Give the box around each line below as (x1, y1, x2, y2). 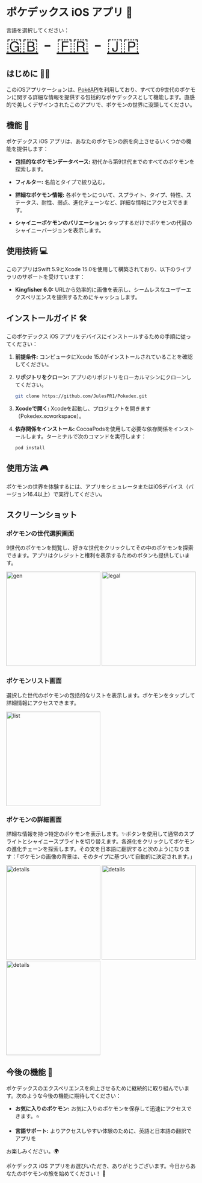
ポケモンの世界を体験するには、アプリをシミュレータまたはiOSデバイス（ (6, 482, 189, 490)
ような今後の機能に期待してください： (26, 1092, 121, 1099)
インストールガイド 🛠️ (6, 313, 87, 323)
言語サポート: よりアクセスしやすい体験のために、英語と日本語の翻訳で (14, 1127, 192, 1134)
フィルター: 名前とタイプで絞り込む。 (14, 178, 108, 185)
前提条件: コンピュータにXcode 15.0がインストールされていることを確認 (14, 353, 194, 361)
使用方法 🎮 (6, 463, 49, 473)
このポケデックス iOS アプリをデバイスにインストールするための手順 (6, 333, 176, 340)
